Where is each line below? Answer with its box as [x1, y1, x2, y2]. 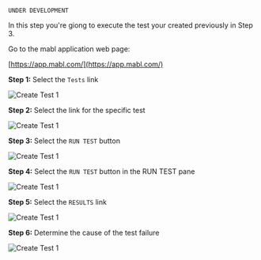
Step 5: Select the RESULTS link [8, 198, 107, 206]
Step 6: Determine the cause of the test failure [8, 228, 160, 237]
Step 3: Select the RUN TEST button [8, 136, 121, 145]
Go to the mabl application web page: [8, 44, 130, 54]
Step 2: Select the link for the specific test [8, 106, 146, 115]
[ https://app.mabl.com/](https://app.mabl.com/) [8, 59, 164, 69]
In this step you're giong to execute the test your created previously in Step [8, 21, 253, 30]
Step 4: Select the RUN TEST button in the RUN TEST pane [8, 167, 195, 176]
